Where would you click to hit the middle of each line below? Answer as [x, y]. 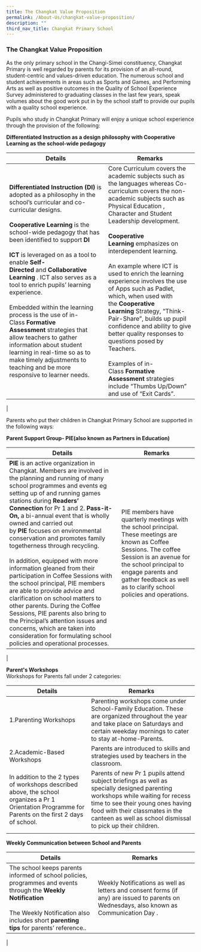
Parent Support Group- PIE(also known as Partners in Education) [88, 438]
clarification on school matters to [55, 598]
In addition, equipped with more [54, 560]
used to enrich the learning [146, 273]
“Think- [174, 311]
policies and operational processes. [59, 643]
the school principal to [153, 564]
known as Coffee [145, 542]
